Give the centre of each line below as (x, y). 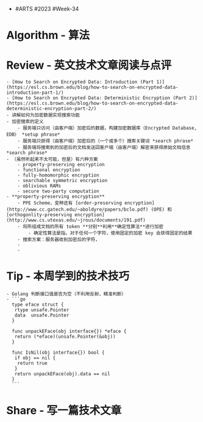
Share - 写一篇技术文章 (64, 411)
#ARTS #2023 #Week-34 (47, 9)
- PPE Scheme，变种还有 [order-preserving (69, 203)
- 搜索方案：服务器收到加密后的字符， (59, 240)
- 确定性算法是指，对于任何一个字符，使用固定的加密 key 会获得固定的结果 (110, 233)
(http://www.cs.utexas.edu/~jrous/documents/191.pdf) (76, 220)
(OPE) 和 (162, 209)
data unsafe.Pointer (42, 315)
